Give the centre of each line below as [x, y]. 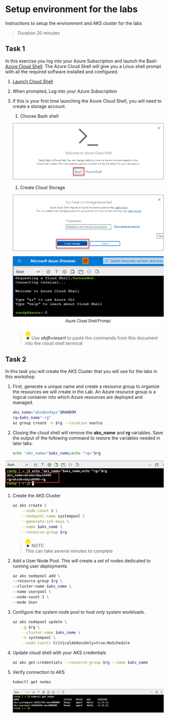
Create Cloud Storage [43, 188]
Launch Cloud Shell [33, 81]
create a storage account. [39, 106]
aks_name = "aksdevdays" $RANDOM [44, 412]
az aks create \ [29, 506]
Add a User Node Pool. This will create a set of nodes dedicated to [81, 560]
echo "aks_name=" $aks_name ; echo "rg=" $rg [57, 453]
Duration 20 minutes [39, 33]
